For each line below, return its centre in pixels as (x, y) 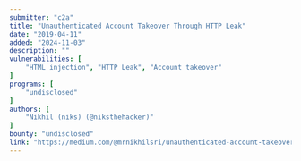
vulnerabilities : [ (46, 59)
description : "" (39, 51)
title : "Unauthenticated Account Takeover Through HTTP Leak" (128, 26)
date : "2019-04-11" (46, 34)
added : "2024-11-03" (48, 42)
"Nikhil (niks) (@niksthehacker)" (90, 117)
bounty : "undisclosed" (52, 134)
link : (19, 142)
